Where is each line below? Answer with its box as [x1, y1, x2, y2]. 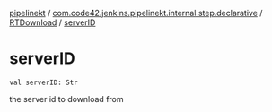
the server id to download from [9, 93, 124, 104]
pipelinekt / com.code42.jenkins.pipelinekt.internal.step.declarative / [9, 8, 263, 18]
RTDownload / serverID [9, 17, 96, 28]
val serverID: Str [9, 78, 78, 87]
